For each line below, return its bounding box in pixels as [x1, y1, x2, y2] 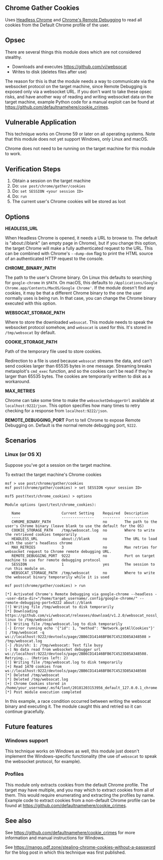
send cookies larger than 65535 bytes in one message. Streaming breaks [5, 363, 151, 369]
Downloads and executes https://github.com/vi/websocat [12, 63, 127, 70]
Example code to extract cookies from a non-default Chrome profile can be [5, 797, 155, 803]
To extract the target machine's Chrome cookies [5, 472, 102, 477]
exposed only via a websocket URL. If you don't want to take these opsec [5, 89, 152, 94]
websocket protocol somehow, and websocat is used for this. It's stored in [5, 325, 151, 330]
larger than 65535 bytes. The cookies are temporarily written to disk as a [5, 373, 150, 379]
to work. [5, 151, 22, 157]
